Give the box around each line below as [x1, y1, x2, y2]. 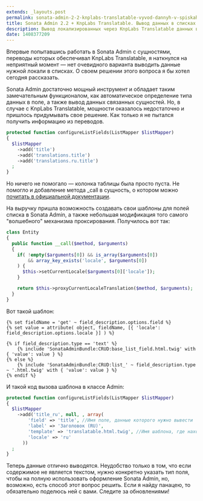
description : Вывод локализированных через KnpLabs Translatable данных [6, 25, 193, 32]
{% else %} [6, 356, 34, 363]
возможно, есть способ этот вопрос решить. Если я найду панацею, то [6, 482, 191, 489]
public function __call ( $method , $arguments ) [11, 240, 129, 246]
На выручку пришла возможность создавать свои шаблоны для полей [6, 204, 189, 212]
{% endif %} [6, 372, 36, 378]
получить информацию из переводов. [6, 118, 105, 125]
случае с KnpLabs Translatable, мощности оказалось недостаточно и [6, 105, 184, 112]
